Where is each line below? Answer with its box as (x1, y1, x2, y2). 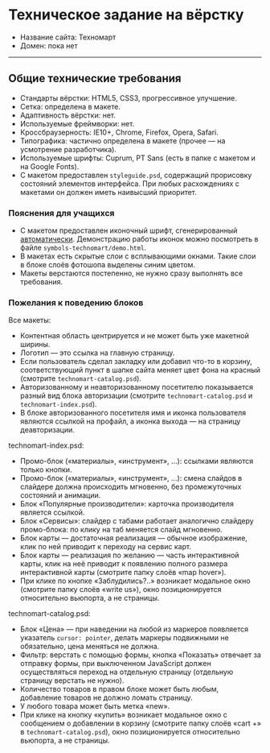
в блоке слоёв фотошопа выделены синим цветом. (19, 260, 195, 270)
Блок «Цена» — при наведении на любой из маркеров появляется (19, 624, 249, 634)
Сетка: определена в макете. (19, 101, 121, 111)
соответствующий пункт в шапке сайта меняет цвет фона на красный (19, 365, 261, 375)
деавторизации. (19, 425, 75, 435)
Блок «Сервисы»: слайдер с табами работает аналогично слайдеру (19, 516, 255, 526)
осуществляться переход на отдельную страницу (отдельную (19, 667, 234, 677)
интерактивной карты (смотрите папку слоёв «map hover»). (19, 568, 227, 577)
